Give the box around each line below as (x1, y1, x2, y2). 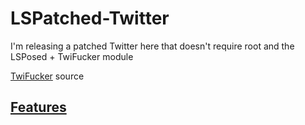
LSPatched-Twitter (10, 7, 170, 30)
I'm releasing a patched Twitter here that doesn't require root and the (10, 40, 295, 52)
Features (10, 99, 67, 116)
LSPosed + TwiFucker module (10, 50, 134, 62)
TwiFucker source (10, 70, 85, 82)
